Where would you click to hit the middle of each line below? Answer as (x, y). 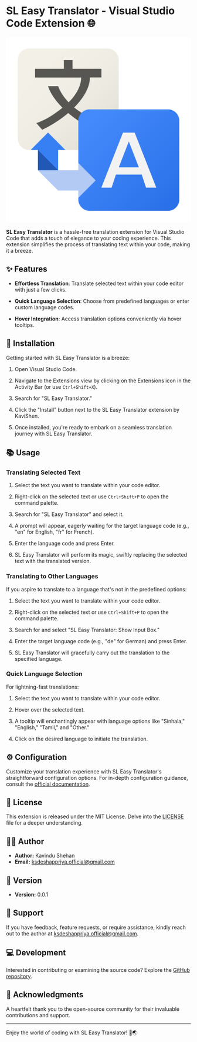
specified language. (38, 659)
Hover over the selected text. (50, 709)
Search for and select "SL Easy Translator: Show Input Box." (87, 630)
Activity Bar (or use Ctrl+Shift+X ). (56, 386)
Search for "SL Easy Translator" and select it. (69, 514)
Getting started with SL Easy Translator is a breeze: (68, 358)
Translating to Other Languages (52, 577)
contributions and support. (38, 1015)
